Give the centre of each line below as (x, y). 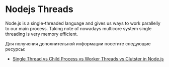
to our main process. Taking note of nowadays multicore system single (78, 28)
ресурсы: (15, 49)
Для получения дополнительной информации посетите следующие (78, 43)
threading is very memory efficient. (41, 34)
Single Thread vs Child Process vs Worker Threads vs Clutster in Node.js (88, 58)
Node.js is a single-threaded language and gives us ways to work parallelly (83, 23)
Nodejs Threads (39, 9)
